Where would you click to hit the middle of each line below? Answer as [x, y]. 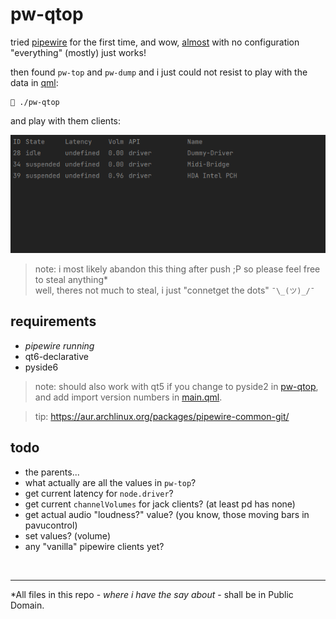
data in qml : [34, 82]
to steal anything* [71, 279]
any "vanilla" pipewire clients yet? [94, 546]
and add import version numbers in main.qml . [128, 397]
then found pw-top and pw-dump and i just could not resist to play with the [159, 72]
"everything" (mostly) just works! [78, 52]
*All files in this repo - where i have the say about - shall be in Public [152, 594]
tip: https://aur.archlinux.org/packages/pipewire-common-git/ [162, 416]
